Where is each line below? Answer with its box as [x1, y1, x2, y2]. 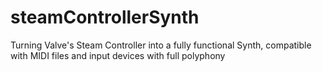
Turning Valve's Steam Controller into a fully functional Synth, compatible [10, 39, 312, 51]
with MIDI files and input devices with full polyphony [10, 49, 226, 61]
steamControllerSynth [10, 6, 200, 29]
